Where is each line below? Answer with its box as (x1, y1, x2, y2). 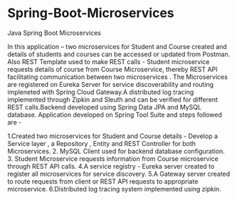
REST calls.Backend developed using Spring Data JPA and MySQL (7, 102, 201, 111)
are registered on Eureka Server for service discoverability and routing (7, 80, 214, 88)
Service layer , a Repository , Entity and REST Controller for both (7, 139, 196, 147)
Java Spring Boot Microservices (7, 28, 102, 37)
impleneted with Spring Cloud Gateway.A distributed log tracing (7, 88, 194, 96)
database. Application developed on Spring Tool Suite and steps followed (7, 110, 223, 119)
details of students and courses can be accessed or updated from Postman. (7, 50, 231, 58)
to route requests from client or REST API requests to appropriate (7, 177, 199, 186)
